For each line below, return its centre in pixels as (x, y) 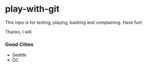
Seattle (19, 55)
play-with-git (32, 9)
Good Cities (19, 44)
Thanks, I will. (19, 32)
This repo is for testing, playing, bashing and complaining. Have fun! (74, 22)
